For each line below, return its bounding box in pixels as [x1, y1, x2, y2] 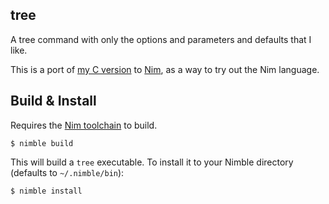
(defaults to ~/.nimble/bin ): [10, 166, 125, 178]
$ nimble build [10, 138, 74, 148]
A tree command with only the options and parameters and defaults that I [10, 33, 312, 45]
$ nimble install [10, 186, 83, 196]
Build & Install [10, 93, 97, 110]
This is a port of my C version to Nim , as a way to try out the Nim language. [10, 63, 320, 75]
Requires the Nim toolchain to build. [10, 119, 158, 131]
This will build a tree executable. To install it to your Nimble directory [10, 156, 294, 168]
